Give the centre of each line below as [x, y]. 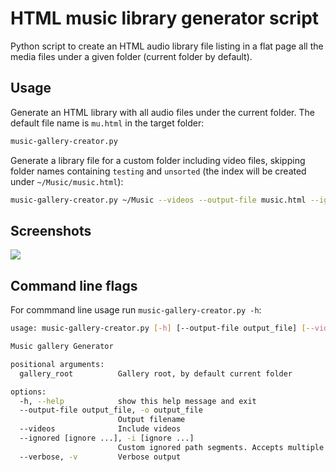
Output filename [151, 420]
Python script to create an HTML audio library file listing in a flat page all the [167, 46]
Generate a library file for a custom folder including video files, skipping [158, 160]
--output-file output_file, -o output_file [111, 410]
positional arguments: [57, 364]
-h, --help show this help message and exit [138, 401]
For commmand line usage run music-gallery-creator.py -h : [136, 310]
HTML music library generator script [165, 18]
